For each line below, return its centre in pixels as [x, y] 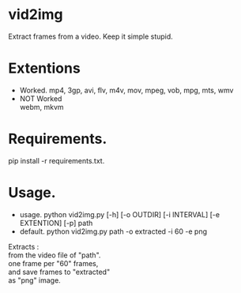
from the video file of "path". [55, 255]
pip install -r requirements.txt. [56, 160]
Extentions [44, 68]
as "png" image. [34, 280]
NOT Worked [41, 98]
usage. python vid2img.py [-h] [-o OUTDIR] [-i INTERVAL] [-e [119, 214]
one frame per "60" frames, [53, 263]
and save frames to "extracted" [59, 272]
